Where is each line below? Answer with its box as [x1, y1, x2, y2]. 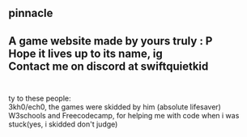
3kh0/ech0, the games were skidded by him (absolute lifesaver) [8, 102, 221, 112]
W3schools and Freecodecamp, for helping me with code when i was [8, 111, 240, 121]
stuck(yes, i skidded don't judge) [8, 119, 118, 129]
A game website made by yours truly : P [8, 34, 213, 48]
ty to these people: [8, 93, 71, 104]
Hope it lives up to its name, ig [8, 46, 164, 60]
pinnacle [8, 6, 53, 20]
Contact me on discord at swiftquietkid [8, 59, 209, 73]
